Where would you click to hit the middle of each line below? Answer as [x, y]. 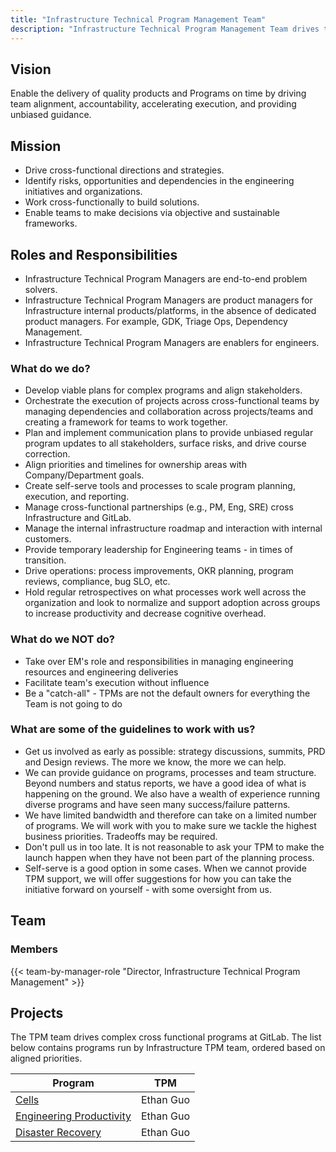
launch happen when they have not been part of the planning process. [169, 857]
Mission [36, 146]
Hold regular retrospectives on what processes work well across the [165, 592]
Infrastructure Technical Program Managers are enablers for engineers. [172, 342]
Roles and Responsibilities [94, 254]
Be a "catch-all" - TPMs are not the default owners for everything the [167, 693]
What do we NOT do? [62, 639]
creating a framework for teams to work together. [126, 422]
